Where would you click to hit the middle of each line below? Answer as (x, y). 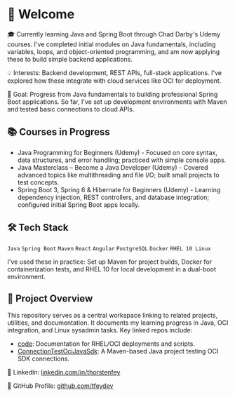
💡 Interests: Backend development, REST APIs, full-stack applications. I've (115, 72)
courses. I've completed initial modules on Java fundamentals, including (112, 44)
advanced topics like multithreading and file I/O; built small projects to (118, 175)
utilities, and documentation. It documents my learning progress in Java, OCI (118, 323)
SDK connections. (43, 359)
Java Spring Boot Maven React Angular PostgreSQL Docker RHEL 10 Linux (109, 248)
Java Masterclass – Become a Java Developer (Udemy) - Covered (113, 167)
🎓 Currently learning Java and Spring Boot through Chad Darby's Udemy (114, 34)
